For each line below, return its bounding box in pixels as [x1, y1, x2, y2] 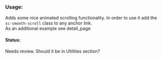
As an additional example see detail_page [5, 25, 91, 31]
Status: [5, 36, 21, 43]
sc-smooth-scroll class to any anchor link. [5, 20, 92, 26]
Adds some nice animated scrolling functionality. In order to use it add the [5, 15, 157, 21]
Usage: [5, 3, 23, 10]
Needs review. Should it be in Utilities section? [5, 48, 100, 54]
